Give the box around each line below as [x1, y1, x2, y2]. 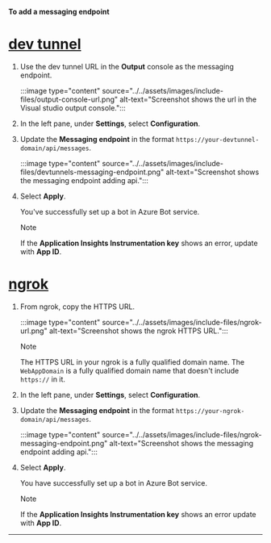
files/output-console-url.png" [19, 94, 119, 104]
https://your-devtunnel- [176, 136, 260, 144]
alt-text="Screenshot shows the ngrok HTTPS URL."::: [48, 326, 228, 336]
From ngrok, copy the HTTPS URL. [19, 302, 135, 311]
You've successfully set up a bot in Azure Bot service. [19, 207, 200, 216]
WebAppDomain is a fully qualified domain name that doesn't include [19, 365, 240, 375]
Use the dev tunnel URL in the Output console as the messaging [19, 61, 234, 71]
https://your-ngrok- [176, 407, 245, 415]
